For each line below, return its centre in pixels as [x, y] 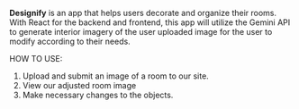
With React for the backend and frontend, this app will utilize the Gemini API [150, 22]
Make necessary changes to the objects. [98, 95]
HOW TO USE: [36, 59]
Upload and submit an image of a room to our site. [115, 76]
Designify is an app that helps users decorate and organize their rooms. [143, 13]
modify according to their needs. [70, 41]
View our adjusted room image [79, 85]
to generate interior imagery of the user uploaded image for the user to [141, 32]
